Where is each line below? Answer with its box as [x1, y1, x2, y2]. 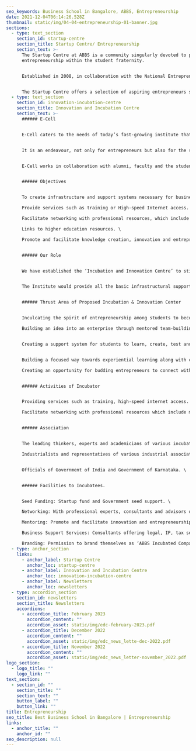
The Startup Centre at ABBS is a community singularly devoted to [21, 52, 187, 58]
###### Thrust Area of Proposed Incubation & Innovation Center [21, 299, 181, 305]
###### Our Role [21, 252, 61, 258]
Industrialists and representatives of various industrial [21, 451, 168, 457]
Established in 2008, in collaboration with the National [21, 73, 166, 79]
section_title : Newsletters [16, 600, 85, 606]
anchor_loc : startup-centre [27, 562, 95, 568]
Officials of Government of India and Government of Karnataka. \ [21, 467, 187, 473]
